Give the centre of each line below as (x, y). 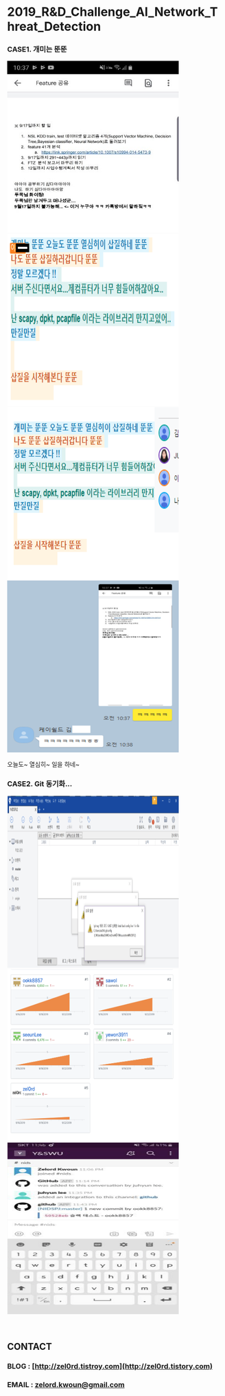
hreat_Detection (54, 26)
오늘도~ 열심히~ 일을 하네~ (44, 765)
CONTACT (30, 1347)
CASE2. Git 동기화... (40, 784)
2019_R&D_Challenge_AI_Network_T (113, 12)
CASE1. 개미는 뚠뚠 (37, 50)
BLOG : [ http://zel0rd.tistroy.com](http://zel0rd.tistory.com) (110, 1366)
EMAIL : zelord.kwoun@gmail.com (66, 1385)
